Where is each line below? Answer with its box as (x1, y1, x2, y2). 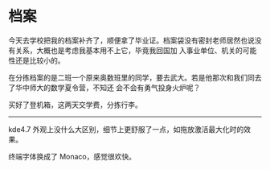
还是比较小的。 (14, 56, 65, 65)
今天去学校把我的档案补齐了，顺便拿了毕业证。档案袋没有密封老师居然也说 (8, 35, 255, 45)
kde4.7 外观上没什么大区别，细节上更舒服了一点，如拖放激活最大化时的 (8, 124, 244, 134)
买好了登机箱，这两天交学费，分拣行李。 (8, 100, 142, 109)
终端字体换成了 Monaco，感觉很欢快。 (8, 151, 137, 161)
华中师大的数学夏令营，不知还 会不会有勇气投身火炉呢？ (14, 82, 201, 93)
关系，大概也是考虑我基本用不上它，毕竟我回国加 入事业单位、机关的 (14, 45, 243, 55)
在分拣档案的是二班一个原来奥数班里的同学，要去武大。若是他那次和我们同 (8, 72, 255, 82)
